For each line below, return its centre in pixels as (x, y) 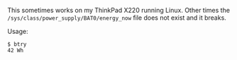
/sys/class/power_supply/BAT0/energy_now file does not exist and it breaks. (117, 18)
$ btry (17, 44)
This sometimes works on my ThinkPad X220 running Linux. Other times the (119, 10)
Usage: (18, 31)
